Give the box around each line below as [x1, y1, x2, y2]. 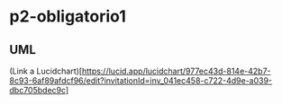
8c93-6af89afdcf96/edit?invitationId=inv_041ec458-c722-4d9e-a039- [9, 75, 273, 86]
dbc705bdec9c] [9, 85, 69, 95]
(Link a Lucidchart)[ [9, 65, 83, 76]
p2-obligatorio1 [9, 6, 126, 27]
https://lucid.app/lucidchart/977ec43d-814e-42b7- [81, 65, 272, 76]
